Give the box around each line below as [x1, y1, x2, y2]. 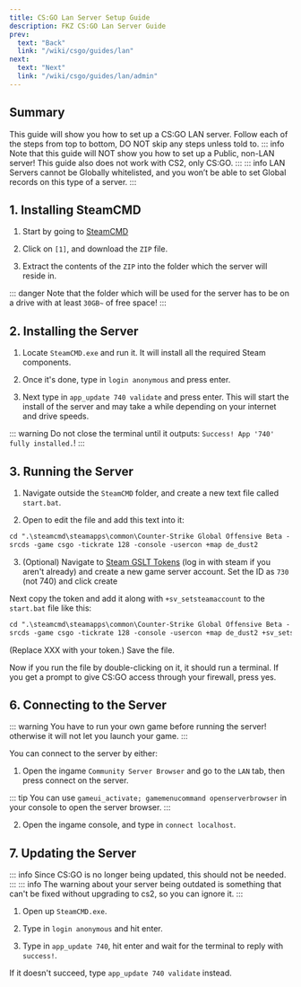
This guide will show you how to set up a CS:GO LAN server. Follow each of [9, 128, 288, 139]
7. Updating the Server [9, 845, 137, 860]
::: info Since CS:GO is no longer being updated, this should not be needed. [9, 869, 287, 880]
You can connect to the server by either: [9, 748, 159, 759]
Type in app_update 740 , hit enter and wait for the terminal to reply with [21, 940, 284, 952]
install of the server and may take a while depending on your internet [21, 401, 277, 412]
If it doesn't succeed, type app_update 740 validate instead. [9, 967, 233, 979]
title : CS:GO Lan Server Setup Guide [9, 13, 150, 22]
